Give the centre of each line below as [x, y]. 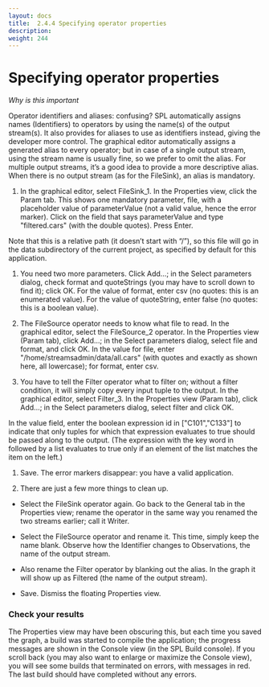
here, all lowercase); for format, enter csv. [89, 366]
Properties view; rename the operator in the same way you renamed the [139, 512]
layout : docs [30, 16]
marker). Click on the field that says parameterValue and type [122, 217]
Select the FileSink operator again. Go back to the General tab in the [132, 504]
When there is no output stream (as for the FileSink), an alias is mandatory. [132, 176]
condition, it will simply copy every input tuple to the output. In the [129, 390]
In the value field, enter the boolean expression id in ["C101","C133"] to [125, 423]
